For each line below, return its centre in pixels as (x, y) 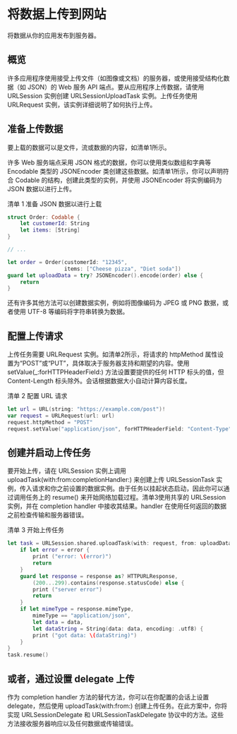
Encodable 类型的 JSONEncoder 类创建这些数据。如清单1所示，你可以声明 (115, 171)
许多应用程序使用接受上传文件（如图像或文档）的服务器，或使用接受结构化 (115, 78)
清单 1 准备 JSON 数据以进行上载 (55, 204)
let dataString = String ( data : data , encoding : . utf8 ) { (118, 629)
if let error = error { (55, 550)
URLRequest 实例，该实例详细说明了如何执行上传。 (82, 104)
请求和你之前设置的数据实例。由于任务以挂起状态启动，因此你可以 (127, 488)
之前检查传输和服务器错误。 (48, 515)
